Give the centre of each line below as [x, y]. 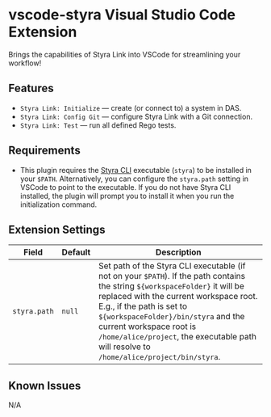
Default [76, 252]
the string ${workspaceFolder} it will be [171, 286]
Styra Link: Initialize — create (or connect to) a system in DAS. [131, 107]
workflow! [25, 63]
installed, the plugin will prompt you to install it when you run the [127, 196]
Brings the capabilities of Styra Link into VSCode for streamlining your [125, 54]
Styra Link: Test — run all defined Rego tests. [98, 125]
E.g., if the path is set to [143, 306]
